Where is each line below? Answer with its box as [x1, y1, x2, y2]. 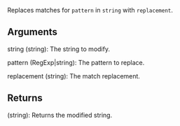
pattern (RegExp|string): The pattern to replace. [7, 58, 145, 66]
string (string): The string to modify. [7, 45, 111, 53]
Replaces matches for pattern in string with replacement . [7, 6, 174, 14]
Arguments [7, 26, 58, 38]
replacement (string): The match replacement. [7, 71, 140, 80]
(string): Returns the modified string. [7, 111, 113, 119]
